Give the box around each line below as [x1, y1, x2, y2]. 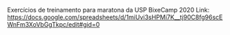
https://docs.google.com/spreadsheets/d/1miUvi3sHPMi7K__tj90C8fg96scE [7, 13, 223, 21]
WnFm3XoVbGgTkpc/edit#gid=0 [7, 21, 100, 28]
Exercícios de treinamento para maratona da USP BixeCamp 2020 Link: [7, 6, 210, 14]
